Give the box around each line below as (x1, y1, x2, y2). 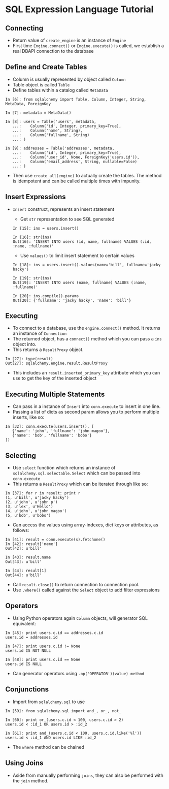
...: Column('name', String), (12, 128, 83, 133)
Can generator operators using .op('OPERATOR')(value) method (12, 670, 145, 676)
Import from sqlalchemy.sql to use (12, 699, 85, 705)
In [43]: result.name (5, 555, 51, 560)
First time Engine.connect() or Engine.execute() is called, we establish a (12, 43, 164, 49)
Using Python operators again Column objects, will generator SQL (12, 615, 148, 621)
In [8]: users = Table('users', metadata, (5, 119, 96, 124)
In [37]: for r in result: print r (5, 491, 81, 496)
